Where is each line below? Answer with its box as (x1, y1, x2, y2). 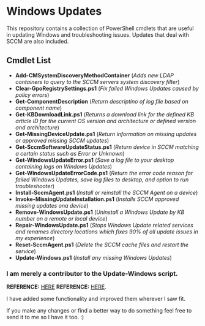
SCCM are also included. (6, 37, 69, 45)
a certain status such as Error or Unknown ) (15, 150, 125, 157)
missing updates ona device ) (15, 202, 89, 209)
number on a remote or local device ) (15, 214, 108, 222)
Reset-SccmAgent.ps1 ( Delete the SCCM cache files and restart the (15, 241, 188, 248)
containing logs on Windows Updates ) (15, 162, 112, 170)
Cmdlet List (6, 55, 51, 66)
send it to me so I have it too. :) (6, 314, 84, 321)
